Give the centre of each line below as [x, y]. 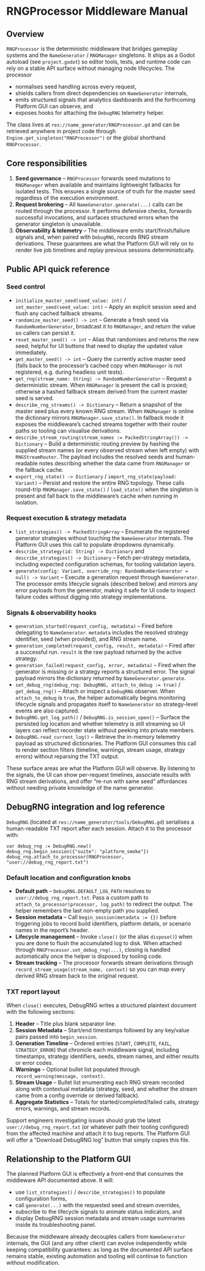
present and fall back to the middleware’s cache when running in [97, 496]
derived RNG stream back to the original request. [77, 976]
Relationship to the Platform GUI [69, 1159]
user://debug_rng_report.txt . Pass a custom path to [82, 898]
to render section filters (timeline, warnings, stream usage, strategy [100, 750]
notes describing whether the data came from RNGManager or [115, 463]
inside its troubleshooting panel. [56, 1225]
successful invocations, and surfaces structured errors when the [97, 217]
